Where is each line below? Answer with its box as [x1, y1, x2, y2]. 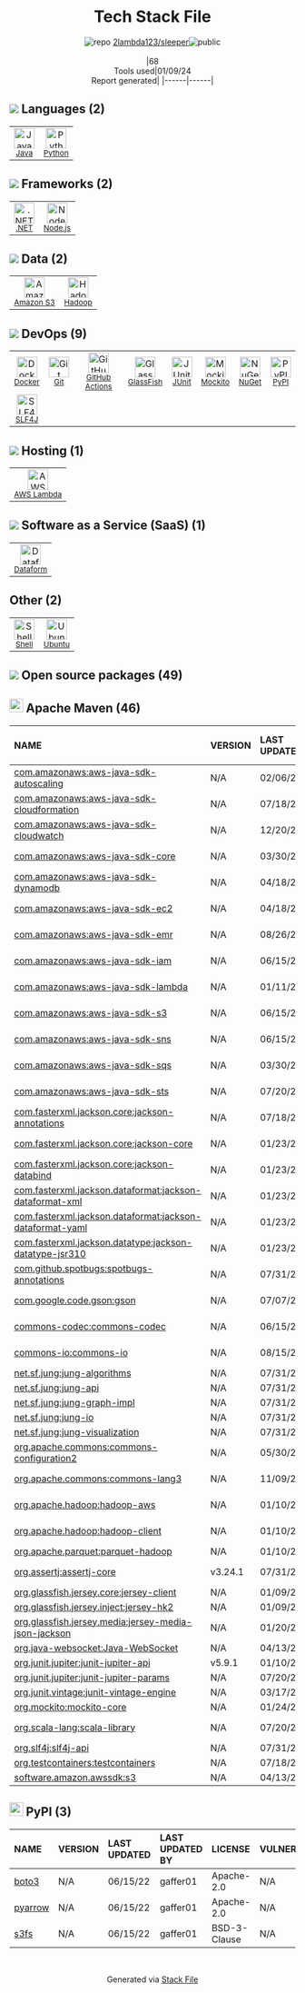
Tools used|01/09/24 [113, 65, 192, 76]
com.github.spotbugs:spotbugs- [14, 1261, 153, 1274]
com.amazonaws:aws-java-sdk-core [14, 850, 176, 862]
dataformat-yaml [14, 1221, 88, 1233]
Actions [84, 382, 113, 392]
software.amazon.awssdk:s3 [14, 1770, 136, 1783]
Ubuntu [44, 639, 71, 649]
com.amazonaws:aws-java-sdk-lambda [14, 980, 189, 992]
